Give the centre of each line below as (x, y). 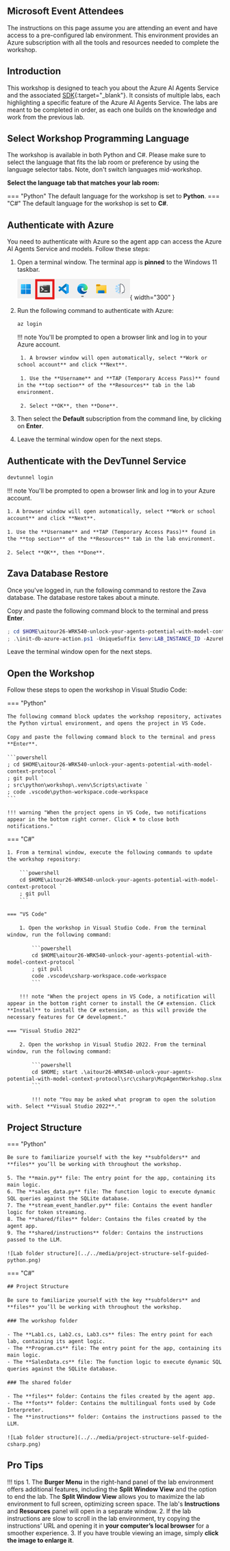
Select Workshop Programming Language (98, 139)
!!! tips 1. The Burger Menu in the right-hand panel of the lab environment (111, 1482)
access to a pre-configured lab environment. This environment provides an (113, 35)
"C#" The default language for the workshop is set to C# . (88, 203)
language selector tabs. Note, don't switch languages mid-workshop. (105, 170)
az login (29, 324)
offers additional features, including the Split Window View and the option (112, 1489)
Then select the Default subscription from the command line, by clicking (119, 419)
